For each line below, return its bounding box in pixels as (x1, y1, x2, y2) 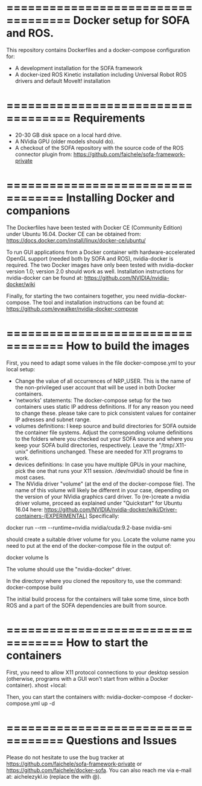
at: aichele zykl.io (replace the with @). (6, 773, 101, 780)
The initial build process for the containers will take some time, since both (6, 595, 189, 602)
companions (6, 204, 71, 218)
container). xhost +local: (6, 681, 68, 689)
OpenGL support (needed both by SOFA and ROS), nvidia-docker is (6, 255, 174, 262)
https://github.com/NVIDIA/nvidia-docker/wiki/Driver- (44, 505, 178, 513)
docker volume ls (6, 554, 49, 561)
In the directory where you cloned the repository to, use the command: (6, 577, 182, 584)
